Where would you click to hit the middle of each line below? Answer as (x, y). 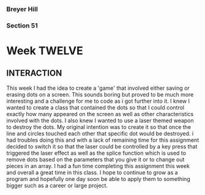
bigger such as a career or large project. (57, 185)
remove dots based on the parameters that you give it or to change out (95, 159)
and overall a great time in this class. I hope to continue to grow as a (92, 172)
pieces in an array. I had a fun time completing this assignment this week (98, 166)
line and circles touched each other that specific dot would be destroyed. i (100, 133)
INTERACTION (34, 73)
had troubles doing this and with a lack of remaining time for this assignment (103, 140)
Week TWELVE (45, 51)
